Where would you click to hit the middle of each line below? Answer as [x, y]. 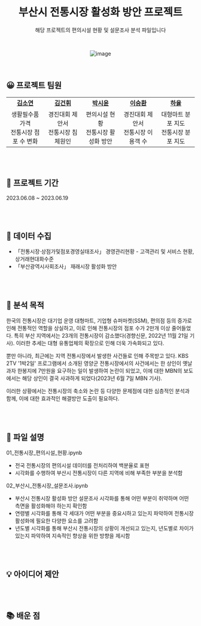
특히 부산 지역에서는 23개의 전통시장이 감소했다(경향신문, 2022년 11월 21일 [101, 336]
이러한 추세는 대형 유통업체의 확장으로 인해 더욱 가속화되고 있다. [90, 343]
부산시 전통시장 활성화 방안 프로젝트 [100, 12]
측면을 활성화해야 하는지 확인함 [51, 506]
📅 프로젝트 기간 [32, 183]
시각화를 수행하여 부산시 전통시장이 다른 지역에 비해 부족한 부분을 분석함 [99, 473]
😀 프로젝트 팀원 [34, 85]
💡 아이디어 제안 [33, 574]
